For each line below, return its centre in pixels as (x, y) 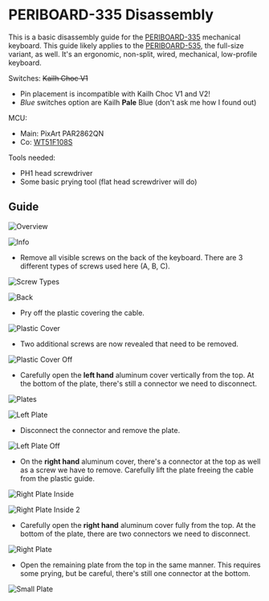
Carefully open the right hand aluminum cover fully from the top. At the (138, 525)
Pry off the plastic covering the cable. (82, 313)
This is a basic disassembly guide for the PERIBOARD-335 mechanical (124, 37)
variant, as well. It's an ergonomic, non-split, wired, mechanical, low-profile (133, 54)
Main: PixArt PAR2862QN (62, 133)
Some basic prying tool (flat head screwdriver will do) (108, 182)
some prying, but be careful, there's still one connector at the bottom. (135, 573)
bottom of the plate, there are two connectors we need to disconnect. (135, 534)
